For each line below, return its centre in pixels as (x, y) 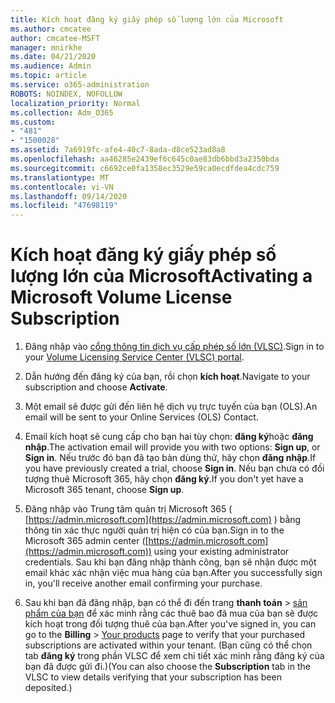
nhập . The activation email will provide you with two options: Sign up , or (172, 447)
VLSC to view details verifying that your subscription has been (153, 677)
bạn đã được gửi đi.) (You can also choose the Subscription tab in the (167, 667)
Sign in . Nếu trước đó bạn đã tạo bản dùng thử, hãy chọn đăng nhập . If (170, 458)
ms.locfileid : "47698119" (64, 206)
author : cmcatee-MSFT (55, 38)
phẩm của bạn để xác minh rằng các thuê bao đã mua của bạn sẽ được (171, 613)
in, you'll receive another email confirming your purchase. (143, 583)
